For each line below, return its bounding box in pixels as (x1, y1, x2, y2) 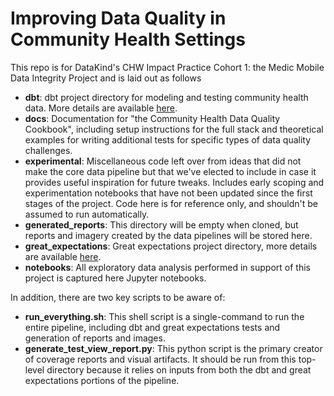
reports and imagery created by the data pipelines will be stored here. (24, 229, 313, 241)
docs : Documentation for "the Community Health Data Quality (24, 112, 281, 124)
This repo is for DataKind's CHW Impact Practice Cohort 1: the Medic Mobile (10, 61, 325, 73)
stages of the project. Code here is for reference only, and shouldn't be (24, 197, 319, 209)
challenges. (24, 144, 73, 156)
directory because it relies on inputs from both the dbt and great (46, 363, 312, 376)
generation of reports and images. (24, 332, 166, 344)
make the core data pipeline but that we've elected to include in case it (24, 165, 317, 177)
